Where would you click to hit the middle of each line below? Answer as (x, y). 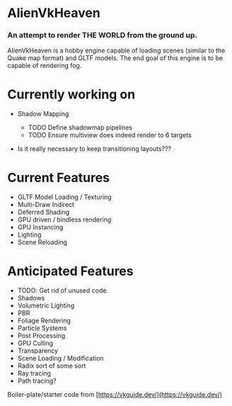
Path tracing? (37, 381)
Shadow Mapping (43, 114)
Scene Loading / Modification (60, 359)
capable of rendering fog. (45, 66)
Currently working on (71, 94)
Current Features (59, 177)
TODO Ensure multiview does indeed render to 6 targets (110, 135)
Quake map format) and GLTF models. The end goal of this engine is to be (115, 58)
